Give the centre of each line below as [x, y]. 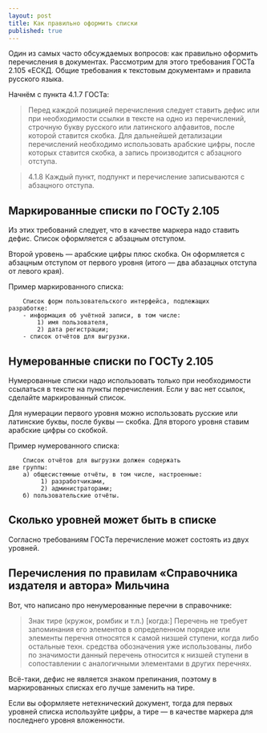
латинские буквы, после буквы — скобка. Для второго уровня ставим [129, 421]
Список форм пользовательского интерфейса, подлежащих [116, 302]
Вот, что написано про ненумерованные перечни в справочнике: [120, 605]
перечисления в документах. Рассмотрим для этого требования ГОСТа [131, 62]
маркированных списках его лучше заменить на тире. [102, 687]
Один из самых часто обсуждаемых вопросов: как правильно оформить [133, 54]
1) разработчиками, [73, 482]
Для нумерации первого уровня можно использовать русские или [123, 413]
